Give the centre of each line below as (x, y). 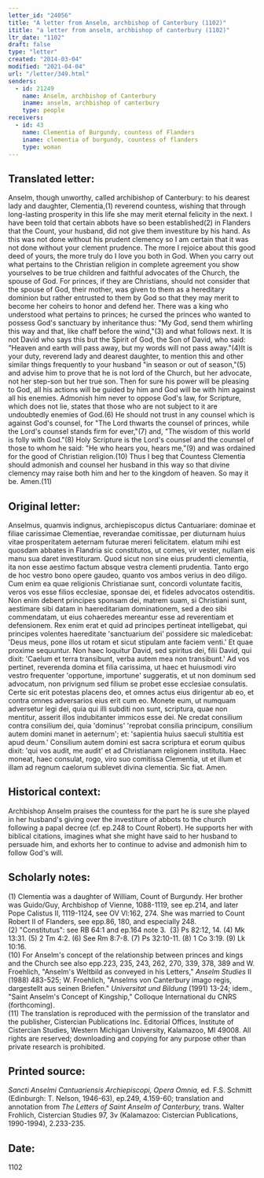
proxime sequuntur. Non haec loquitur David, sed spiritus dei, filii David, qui (130, 650)
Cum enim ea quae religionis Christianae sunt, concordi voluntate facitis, (125, 583)
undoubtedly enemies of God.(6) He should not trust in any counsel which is (132, 415)
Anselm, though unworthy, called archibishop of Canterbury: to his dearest (129, 198)
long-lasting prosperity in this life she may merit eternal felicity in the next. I (130, 215)
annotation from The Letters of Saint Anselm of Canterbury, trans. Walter (126, 1107)
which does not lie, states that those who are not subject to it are (113, 406)
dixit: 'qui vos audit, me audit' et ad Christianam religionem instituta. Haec (127, 750)
